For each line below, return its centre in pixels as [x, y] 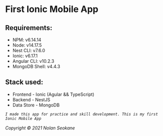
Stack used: [24, 82]
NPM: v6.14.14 [27, 40]
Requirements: [29, 28]
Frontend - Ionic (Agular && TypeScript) [53, 94]
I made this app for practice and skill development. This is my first [81, 114]
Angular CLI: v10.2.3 [33, 61]
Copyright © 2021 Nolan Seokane [40, 128]
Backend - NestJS [31, 99]
